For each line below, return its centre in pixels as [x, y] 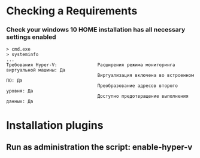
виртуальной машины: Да [36, 70]
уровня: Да [20, 91]
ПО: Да [14, 81]
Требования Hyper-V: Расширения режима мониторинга [91, 65]
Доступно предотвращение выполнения [143, 97]
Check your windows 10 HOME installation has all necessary [96, 30]
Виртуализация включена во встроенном [146, 76]
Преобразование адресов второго [138, 86]
